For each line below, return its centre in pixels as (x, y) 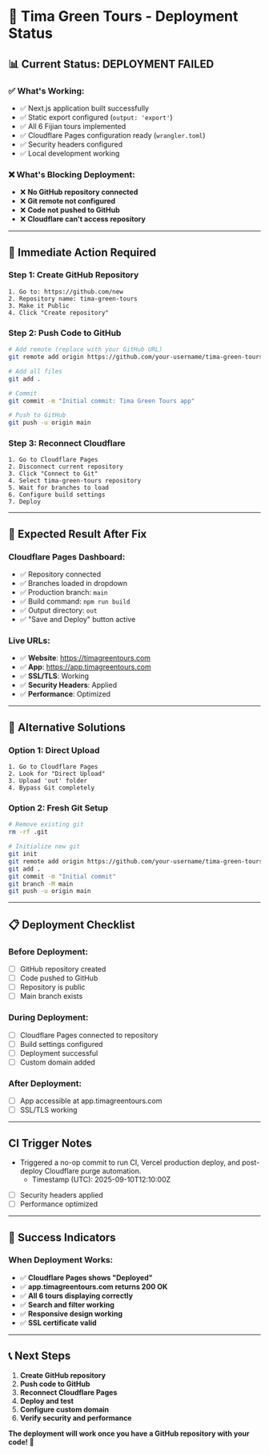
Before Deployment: (48, 952)
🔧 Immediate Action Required (82, 252)
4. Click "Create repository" (59, 313)
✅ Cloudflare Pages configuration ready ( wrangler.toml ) (112, 135)
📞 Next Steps (40, 1356)
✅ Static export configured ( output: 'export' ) (96, 117)
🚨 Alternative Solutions (67, 727)
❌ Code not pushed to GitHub (70, 210)
